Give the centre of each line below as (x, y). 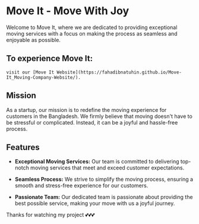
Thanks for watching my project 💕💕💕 (50, 215)
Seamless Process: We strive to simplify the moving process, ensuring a (104, 180)
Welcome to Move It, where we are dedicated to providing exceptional (92, 27)
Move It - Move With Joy (68, 11)
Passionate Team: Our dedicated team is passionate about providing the (104, 197)
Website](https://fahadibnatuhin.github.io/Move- (119, 72)
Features (23, 147)
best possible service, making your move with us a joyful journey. (95, 203)
